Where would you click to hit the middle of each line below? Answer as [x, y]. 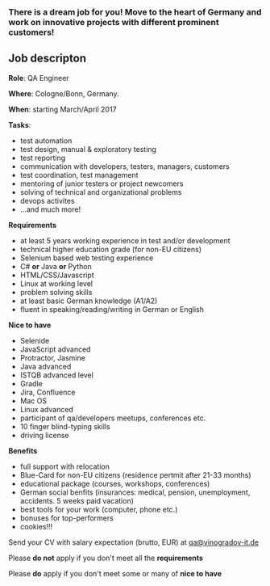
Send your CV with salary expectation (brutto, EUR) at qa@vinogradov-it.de [134, 542]
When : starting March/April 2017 [62, 109]
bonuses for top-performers [67, 518]
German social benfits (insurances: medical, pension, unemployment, [135, 492]
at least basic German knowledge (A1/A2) [89, 301]
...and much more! [50, 209]
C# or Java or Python [56, 266]
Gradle [31, 383]
